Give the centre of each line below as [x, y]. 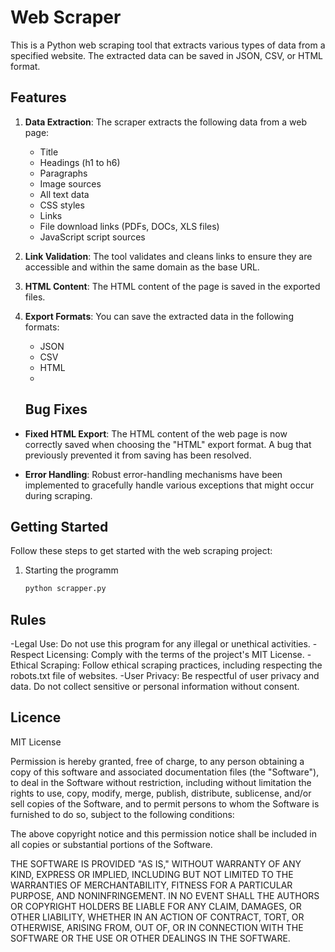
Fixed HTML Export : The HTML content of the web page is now [156, 433]
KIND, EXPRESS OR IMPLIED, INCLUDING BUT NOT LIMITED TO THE [152, 874]
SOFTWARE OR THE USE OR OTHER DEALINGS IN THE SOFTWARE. [150, 938]
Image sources [70, 183]
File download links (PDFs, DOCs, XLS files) [129, 226]
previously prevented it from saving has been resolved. [138, 455]
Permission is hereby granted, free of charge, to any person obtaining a [157, 761]
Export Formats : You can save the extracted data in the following [159, 316]
